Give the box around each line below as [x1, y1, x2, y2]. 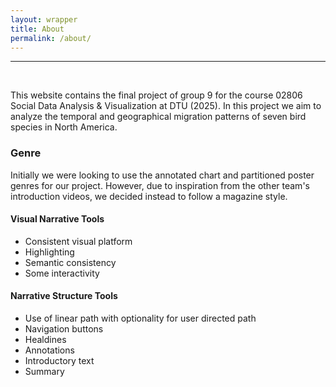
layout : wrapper [10, 14, 78, 25]
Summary [24, 366, 65, 378]
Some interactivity [24, 267, 100, 279]
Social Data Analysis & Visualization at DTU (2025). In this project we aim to [10, 100, 322, 112]
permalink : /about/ [10, 33, 92, 43]
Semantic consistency [24, 256, 117, 268]
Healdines [24, 334, 67, 346]
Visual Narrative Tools [10, 213, 105, 225]
